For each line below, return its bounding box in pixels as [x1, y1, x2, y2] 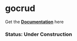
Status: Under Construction [5, 31, 73, 38]
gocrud [5, 3, 35, 14]
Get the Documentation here [5, 19, 64, 25]
